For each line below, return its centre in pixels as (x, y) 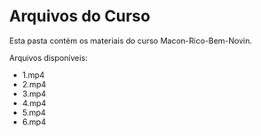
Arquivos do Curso (80, 16)
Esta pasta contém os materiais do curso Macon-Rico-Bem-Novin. (131, 41)
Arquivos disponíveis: (48, 57)
